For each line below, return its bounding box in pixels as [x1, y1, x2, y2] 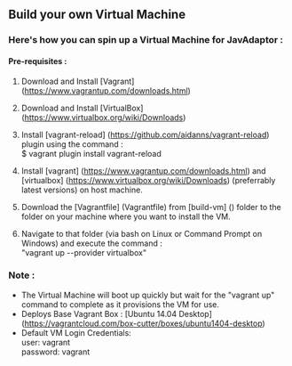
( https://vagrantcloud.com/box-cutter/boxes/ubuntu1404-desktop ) [20, 318, 265, 329]
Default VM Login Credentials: [20, 327, 132, 338]
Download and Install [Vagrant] [20, 76, 135, 86]
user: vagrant [20, 337, 71, 347]
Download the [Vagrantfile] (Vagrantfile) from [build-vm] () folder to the [20, 201, 281, 212]
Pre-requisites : [8, 55, 67, 66]
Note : [8, 269, 36, 281]
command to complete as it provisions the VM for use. [20, 298, 219, 310]
